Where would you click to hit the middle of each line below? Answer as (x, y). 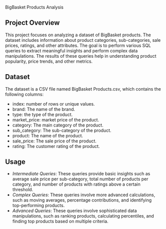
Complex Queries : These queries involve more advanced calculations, (83, 195)
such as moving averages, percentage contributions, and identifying (82, 200)
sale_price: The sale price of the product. (54, 141)
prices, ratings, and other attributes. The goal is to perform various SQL (78, 45)
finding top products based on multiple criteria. (60, 222)
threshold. (23, 190)
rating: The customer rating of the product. (56, 146)
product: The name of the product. (48, 135)
